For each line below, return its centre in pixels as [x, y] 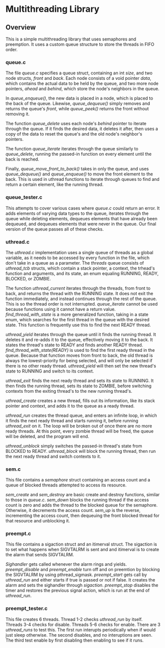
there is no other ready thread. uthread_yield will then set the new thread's [81, 366]
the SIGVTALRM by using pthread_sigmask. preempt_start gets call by [76, 575]
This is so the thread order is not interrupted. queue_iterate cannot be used [82, 304]
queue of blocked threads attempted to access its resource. [66, 485]
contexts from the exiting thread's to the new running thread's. [69, 391]
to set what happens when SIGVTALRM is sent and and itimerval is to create [82, 549]
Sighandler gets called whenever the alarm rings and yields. [66, 564]
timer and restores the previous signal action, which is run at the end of [78, 590]
